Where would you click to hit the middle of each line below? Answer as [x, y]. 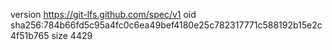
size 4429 [72, 35]
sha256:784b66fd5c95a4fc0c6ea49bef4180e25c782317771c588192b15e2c [166, 25]
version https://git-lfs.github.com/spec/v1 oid [103, 14]
